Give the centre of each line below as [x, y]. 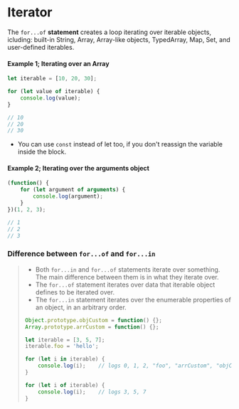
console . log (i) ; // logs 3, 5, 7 [92, 392]
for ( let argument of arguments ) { [73, 190]
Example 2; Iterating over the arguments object [78, 168]
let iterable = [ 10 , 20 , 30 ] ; [52, 79]
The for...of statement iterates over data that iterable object [125, 285]
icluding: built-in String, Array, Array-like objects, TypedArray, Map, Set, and [119, 39]
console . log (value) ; [51, 98]
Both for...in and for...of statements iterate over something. [128, 269]
